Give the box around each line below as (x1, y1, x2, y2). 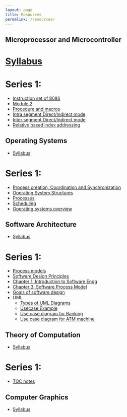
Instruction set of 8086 (12, 95, 60, 101)
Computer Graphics (5, 393, 69, 401)
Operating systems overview (12, 205, 72, 212)
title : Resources (5, 12, 42, 17)
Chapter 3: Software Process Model (12, 284, 87, 290)
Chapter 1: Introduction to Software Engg (12, 279, 97, 285)
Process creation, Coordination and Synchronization (12, 184, 121, 190)
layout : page (5, 7, 33, 13)
